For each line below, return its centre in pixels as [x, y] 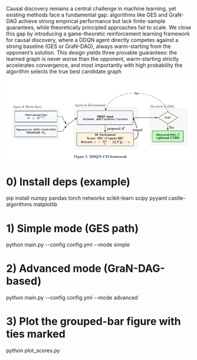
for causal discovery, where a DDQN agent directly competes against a [92, 40]
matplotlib [45, 204]
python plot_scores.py [33, 351]
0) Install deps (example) [68, 181]
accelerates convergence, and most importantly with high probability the [94, 65]
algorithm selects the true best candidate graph [64, 71]
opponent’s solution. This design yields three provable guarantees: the [92, 52]
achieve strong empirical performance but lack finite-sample [92, 21]
